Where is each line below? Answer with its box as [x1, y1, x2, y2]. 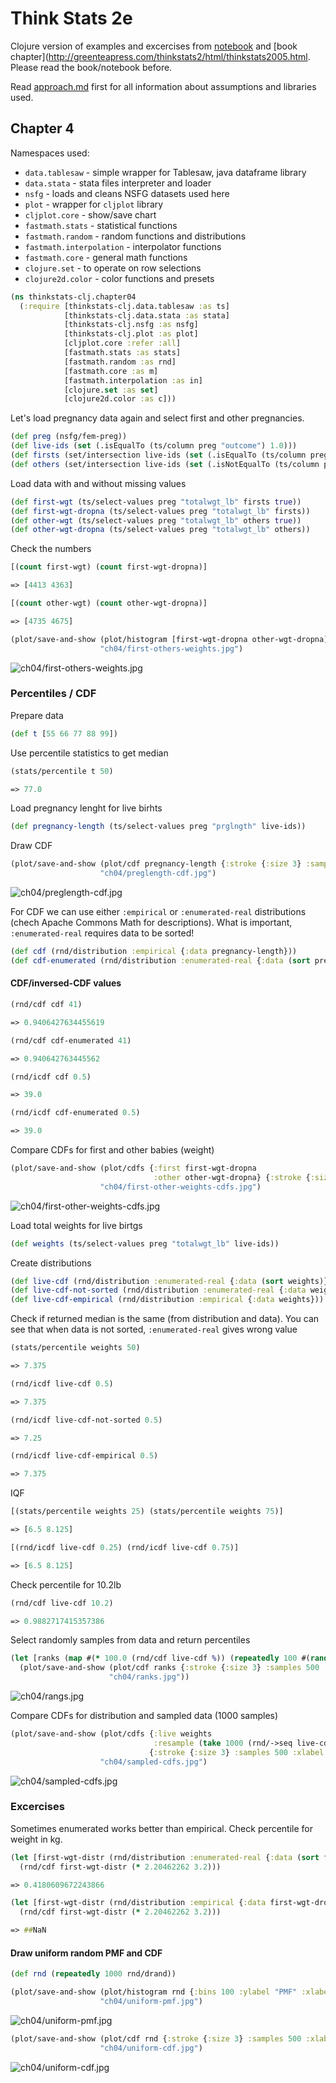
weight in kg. [10, 1833, 63, 1845]
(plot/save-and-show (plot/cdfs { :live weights [10, 1729, 213, 1739]
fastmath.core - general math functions [24, 251, 188, 263]
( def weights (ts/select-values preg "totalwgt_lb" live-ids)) [10, 1238, 280, 1249]
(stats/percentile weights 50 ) [10, 1343, 141, 1353]
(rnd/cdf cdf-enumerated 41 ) [10, 1035, 132, 1046]
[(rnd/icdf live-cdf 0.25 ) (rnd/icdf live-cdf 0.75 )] [10, 1542, 240, 1552]
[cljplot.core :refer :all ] [63, 338, 182, 349]
